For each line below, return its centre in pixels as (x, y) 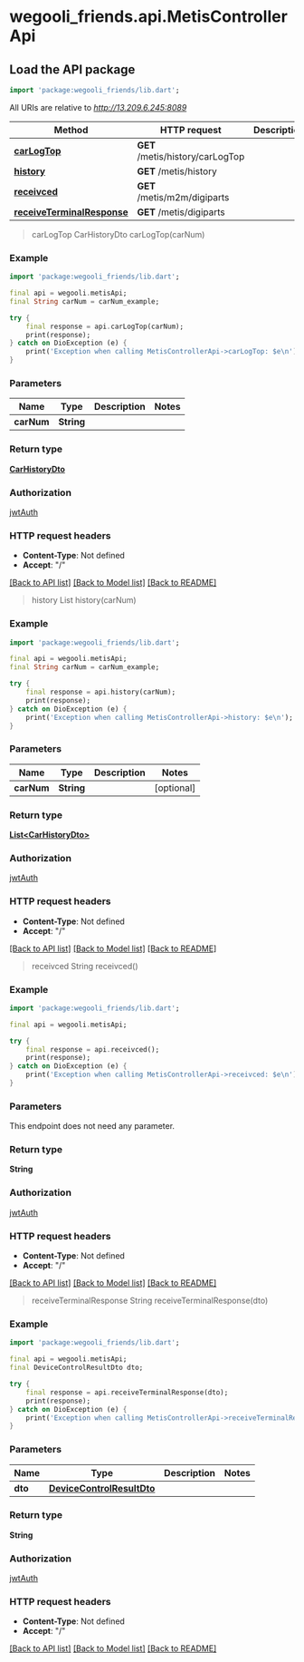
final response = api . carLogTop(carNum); (104, 326)
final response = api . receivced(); (93, 1049)
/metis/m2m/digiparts (183, 197)
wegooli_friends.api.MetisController (148, 17)
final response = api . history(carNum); (101, 692)
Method (71, 130)
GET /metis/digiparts (181, 212)
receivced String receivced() (85, 966)
